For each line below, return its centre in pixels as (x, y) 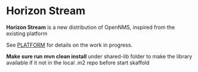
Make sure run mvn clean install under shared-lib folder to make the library (99, 56)
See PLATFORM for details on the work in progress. (69, 45)
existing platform (27, 33)
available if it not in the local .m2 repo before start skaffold (78, 63)
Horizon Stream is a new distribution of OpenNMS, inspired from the (91, 27)
